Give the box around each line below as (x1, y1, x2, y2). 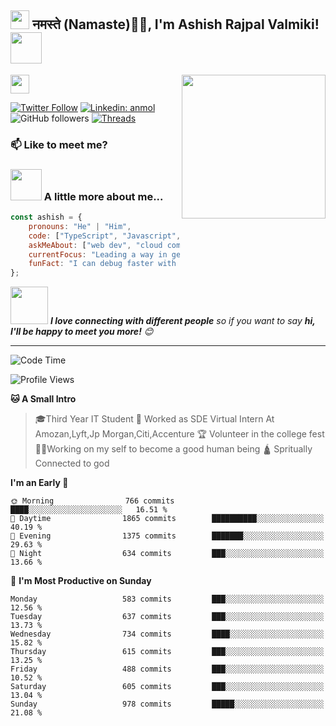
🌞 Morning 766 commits (10, 496, 175, 506)
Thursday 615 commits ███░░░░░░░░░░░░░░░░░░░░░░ (10, 647, 325, 657)
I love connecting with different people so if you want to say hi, (49, 315, 316, 327)
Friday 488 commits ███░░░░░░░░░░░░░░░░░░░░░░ (10, 664, 325, 675)
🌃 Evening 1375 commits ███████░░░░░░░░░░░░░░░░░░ (10, 531, 325, 541)
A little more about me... (43, 189, 164, 203)
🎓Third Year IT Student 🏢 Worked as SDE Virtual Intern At (34, 413, 275, 425)
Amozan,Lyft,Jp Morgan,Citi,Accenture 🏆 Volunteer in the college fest (34, 428, 325, 440)
